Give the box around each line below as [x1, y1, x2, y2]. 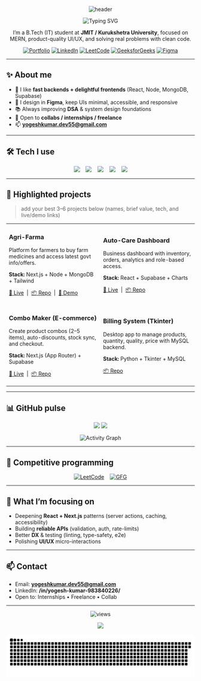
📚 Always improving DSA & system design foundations [14, 105, 151, 112]
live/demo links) [20, 212, 60, 219]
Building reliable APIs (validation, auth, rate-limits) [14, 525, 139, 532]
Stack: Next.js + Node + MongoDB [8, 271, 94, 278]
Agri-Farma [8, 233, 44, 241]
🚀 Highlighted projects [6, 190, 92, 200]
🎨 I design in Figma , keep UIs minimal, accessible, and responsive [14, 98, 178, 106]
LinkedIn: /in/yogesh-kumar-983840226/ [14, 587, 121, 594]
